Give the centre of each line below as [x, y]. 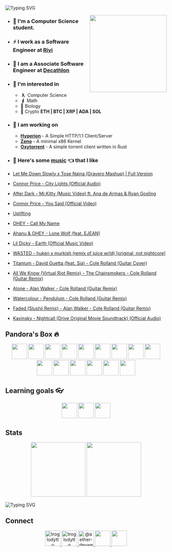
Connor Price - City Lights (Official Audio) [57, 183]
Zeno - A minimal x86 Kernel [51, 142]
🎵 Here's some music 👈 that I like [56, 161]
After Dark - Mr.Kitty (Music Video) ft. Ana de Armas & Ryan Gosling [84, 193]
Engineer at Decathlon [41, 70]
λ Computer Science [44, 95]
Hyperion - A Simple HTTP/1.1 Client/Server [66, 136]
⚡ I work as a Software [41, 42]
